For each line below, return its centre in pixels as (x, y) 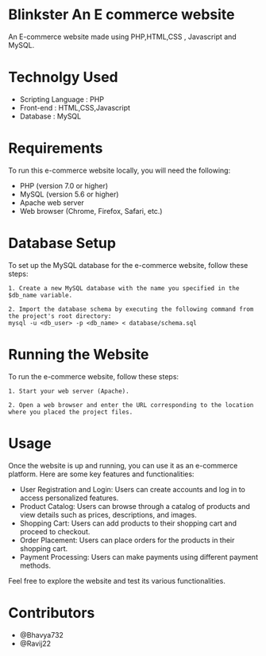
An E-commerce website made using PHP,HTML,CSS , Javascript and (122, 37)
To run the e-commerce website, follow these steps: (94, 376)
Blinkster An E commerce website (121, 15)
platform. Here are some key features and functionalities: (101, 474)
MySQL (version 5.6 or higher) (69, 194)
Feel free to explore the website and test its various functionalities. (117, 580)
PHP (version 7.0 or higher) (64, 185)
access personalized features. (69, 498)
